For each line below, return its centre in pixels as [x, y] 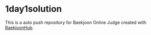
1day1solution [34, 9]
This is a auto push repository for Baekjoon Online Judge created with [76, 22]
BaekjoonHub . [19, 27]
